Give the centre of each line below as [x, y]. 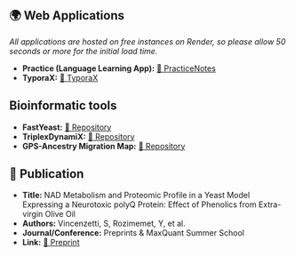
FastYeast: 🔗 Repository [67, 127]
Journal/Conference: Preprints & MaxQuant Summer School [133, 233]
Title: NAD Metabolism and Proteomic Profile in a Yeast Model [136, 196]
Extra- [270, 204]
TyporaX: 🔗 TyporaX [60, 77]
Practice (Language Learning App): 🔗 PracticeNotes [119, 68]
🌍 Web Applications [67, 16]
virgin [32, 214]
